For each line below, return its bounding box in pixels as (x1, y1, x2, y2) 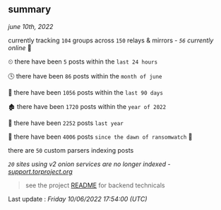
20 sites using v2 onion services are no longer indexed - (8, 160, 171, 168)
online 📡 (8, 43, 32, 52)
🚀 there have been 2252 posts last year (8, 118, 124, 127)
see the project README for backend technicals (25, 181, 165, 189)
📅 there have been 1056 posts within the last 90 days (8, 88, 163, 96)
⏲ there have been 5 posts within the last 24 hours (8, 57, 158, 66)
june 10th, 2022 (8, 22, 54, 30)
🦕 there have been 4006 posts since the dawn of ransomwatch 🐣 (8, 132, 193, 141)
